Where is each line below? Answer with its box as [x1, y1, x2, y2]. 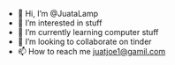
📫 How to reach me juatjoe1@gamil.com [17, 47, 166, 56]
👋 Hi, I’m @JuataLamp [17, 9, 99, 18]
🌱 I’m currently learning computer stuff [17, 27, 159, 37]
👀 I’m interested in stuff [17, 18, 103, 28]
